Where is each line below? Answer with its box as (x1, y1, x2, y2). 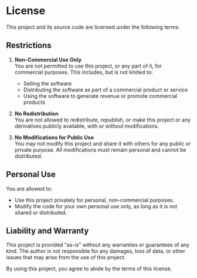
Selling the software (23, 80, 72, 87)
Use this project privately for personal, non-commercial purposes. (14, 196, 175, 204)
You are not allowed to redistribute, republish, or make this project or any (14, 116, 191, 123)
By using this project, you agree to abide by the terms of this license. (6, 265, 172, 272)
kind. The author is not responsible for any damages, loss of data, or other (6, 248, 186, 255)
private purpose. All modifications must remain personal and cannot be (14, 146, 186, 153)
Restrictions (6, 40, 52, 50)
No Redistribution (14, 110, 59, 117)
